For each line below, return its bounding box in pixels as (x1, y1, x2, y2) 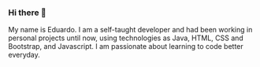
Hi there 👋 (8, 7, 47, 18)
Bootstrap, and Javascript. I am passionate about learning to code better (8, 42, 244, 51)
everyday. (8, 50, 41, 60)
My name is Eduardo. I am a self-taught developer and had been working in (8, 25, 253, 35)
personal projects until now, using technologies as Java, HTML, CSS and (8, 33, 244, 43)
